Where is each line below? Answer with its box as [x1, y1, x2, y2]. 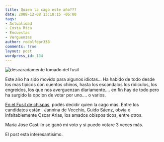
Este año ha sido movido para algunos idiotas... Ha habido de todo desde [5, 76, 155, 82]
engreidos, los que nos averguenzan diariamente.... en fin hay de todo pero [5, 87, 159, 93]
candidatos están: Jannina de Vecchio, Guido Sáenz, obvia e [5, 107, 131, 113]
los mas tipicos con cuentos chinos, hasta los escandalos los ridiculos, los [5, 82, 158, 88]
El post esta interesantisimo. [5, 132, 63, 138]
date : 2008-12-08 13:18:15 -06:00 [5, 12, 77, 17]
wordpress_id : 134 [5, 53, 43, 58]
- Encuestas [5, 30, 30, 35]
